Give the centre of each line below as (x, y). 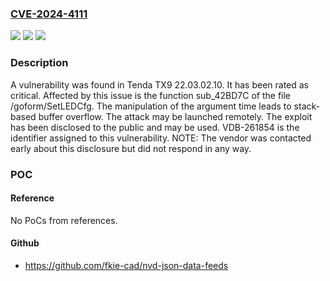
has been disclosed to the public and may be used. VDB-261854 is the (155, 127)
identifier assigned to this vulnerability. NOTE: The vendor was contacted (161, 138)
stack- (306, 106)
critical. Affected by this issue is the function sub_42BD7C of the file (151, 95)
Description (39, 63)
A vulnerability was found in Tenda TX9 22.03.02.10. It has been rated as (160, 84)
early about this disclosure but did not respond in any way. (131, 148)
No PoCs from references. (64, 220)
